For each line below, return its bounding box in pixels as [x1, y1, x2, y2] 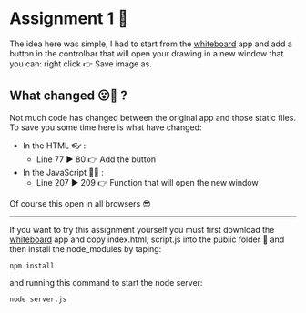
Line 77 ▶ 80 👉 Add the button [36, 154, 157, 165]
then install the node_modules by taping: [9, 243, 162, 254]
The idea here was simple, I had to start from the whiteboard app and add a [9, 38, 293, 49]
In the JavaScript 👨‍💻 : [22, 167, 105, 177]
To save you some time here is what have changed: [9, 122, 202, 133]
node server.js [9, 295, 67, 304]
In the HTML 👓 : [22, 140, 87, 151]
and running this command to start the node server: [9, 277, 203, 288]
